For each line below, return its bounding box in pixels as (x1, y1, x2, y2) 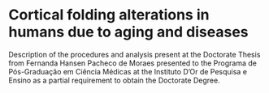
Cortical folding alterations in (8, 6, 210, 24)
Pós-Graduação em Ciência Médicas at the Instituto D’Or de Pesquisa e (8, 66, 248, 76)
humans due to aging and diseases (8, 23, 249, 41)
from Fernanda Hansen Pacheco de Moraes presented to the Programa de (8, 58, 258, 68)
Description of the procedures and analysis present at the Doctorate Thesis (8, 49, 261, 59)
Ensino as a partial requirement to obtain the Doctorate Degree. (8, 75, 221, 85)
